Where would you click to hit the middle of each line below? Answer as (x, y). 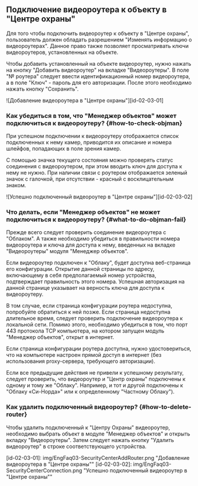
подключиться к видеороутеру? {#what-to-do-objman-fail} (96, 220)
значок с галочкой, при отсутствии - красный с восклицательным (90, 179)
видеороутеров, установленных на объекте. (62, 52)
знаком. (16, 186)
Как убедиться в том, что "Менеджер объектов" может (91, 116)
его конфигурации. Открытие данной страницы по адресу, (80, 269)
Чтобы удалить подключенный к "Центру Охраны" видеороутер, (88, 427)
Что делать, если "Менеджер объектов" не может (83, 212)
